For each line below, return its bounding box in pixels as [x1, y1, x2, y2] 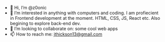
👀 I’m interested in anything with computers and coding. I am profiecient [9, 10, 158, 16]
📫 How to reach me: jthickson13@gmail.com [9, 31, 102, 37]
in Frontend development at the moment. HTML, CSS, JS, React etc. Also [9, 15, 160, 21]
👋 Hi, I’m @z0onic [9, 5, 47, 10]
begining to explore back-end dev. [9, 20, 81, 26]
